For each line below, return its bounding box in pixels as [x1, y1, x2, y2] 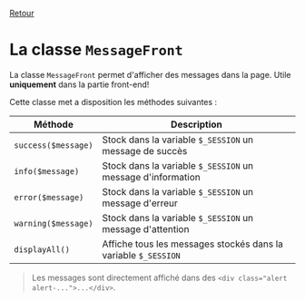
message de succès [102, 144, 188, 157]
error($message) [14, 192, 84, 202]
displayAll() [14, 244, 71, 255]
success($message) [14, 140, 93, 150]
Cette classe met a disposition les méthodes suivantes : [9, 96, 218, 107]
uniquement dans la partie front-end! [9, 79, 150, 90]
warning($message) [14, 218, 93, 228]
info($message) [14, 166, 80, 176]
